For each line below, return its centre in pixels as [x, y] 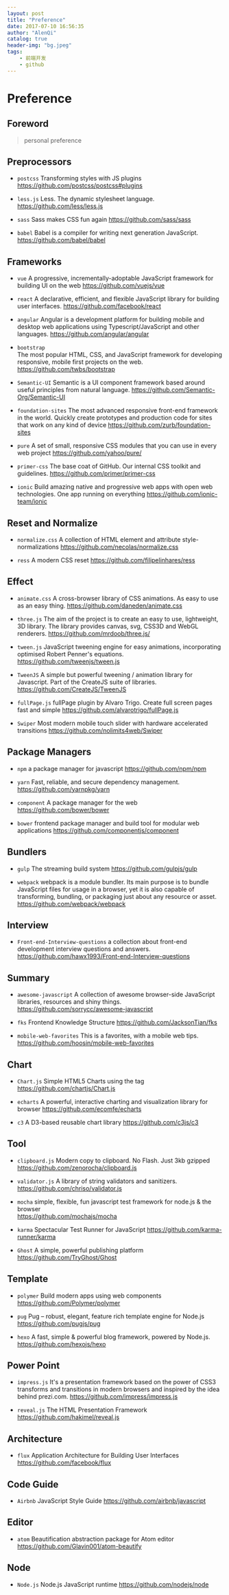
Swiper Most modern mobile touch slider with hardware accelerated [112, 723]
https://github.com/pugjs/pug [59, 1323]
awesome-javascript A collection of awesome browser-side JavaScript [116, 995]
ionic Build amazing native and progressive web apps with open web [115, 487]
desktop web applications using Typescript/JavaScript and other [108, 327]
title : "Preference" [37, 20]
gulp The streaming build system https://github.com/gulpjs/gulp [107, 869]
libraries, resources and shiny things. [69, 1002]
